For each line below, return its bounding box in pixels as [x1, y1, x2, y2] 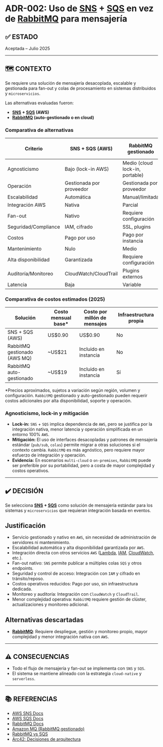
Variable [122, 281, 142, 288]
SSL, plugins [122, 223, 151, 230]
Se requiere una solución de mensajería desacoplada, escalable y [5, 80, 136, 86]
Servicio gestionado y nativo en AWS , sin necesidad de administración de [12, 534, 157, 540]
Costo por [83, 309, 108, 315]
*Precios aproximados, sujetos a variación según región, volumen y [5, 387, 141, 393]
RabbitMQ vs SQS [12, 731, 48, 737]
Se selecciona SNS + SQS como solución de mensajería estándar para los [5, 502, 153, 508]
